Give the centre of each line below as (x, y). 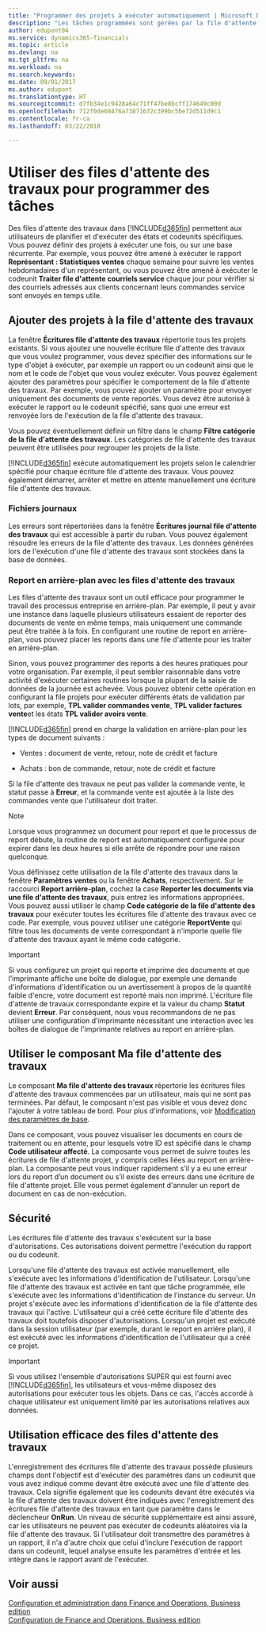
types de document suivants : (57, 737)
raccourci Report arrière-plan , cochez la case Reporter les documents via (131, 889)
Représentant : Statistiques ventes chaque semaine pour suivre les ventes (131, 262)
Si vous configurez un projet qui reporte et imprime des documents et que (129, 970)
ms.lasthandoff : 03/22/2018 (55, 126)
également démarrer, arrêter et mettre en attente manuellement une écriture (132, 480)
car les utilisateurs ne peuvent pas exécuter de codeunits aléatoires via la (128, 1525)
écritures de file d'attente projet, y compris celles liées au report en (118, 1159)
